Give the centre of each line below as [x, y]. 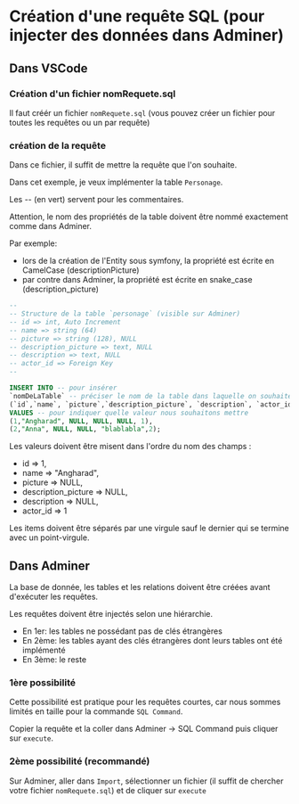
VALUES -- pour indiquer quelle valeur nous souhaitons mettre [129, 413]
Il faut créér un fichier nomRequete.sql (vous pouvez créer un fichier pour [142, 112]
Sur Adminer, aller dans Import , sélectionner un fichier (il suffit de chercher [146, 781]
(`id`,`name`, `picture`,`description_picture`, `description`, [131, 404]
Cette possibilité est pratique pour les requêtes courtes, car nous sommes [145, 702]
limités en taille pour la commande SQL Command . [96, 711]
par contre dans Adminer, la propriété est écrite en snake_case [137, 280]
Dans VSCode [48, 68]
